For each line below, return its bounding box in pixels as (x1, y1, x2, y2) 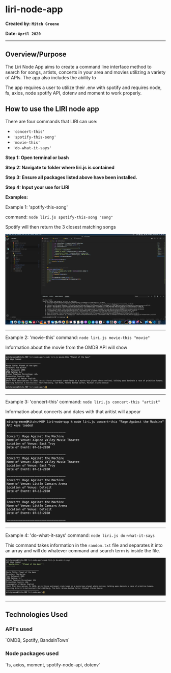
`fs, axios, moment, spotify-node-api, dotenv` (5, 661, 101, 668)
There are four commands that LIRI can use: (5, 118, 98, 124)
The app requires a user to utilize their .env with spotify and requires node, (5, 84, 162, 91)
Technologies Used (5, 610, 68, 619)
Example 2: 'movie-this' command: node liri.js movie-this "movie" (5, 334, 150, 341)
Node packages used (5, 650, 59, 657)
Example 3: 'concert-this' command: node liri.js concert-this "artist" (5, 398, 160, 405)
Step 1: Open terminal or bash (5, 154, 69, 161)
